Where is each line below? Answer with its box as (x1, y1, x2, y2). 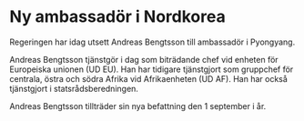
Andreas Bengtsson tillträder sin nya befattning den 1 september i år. (9, 100, 267, 111)
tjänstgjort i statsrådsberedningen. (9, 83, 139, 94)
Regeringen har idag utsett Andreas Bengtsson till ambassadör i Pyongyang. (9, 36, 296, 47)
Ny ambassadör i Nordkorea (9, 6, 226, 27)
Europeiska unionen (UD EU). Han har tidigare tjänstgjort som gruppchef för (9, 64, 294, 75)
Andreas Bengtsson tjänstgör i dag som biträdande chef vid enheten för (9, 54, 279, 65)
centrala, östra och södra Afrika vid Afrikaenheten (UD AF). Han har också (9, 73, 289, 84)
